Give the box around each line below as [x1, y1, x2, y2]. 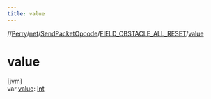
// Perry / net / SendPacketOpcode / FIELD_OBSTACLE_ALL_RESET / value [7, 29, 204, 38]
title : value [7, 10, 45, 17]
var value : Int [7, 84, 45, 93]
